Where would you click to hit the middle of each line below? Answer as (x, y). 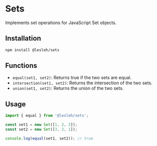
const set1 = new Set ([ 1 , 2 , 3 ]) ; (42, 125)
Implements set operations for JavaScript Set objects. (61, 23)
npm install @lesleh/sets (32, 50)
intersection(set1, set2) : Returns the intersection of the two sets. (82, 83)
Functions (21, 66)
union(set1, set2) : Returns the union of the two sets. (68, 88)
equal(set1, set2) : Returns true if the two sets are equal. (72, 78)
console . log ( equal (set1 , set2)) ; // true (49, 138)
